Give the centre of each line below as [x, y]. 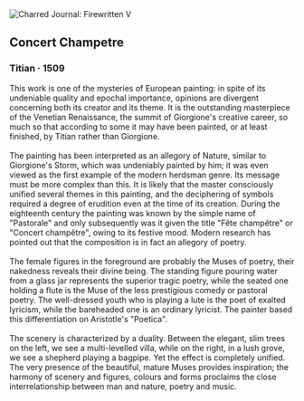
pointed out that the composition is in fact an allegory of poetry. [128, 242]
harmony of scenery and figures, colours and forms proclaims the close [143, 377]
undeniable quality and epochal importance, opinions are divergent [134, 98]
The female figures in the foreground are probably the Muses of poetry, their [152, 261]
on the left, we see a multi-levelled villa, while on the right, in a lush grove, [147, 348]
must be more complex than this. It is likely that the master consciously [142, 184]
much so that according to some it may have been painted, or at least [138, 127]
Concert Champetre [66, 43]
